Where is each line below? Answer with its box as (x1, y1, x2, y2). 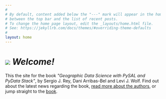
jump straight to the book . (5, 88, 58, 94)
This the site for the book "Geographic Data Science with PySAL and (5, 72, 146, 78)
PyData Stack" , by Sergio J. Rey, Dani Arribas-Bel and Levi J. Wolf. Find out (5, 78, 159, 84)
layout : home (5, 35, 32, 40)
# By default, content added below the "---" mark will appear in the (5, 12, 154, 17)
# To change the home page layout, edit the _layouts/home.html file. (5, 21, 154, 26)
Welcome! (12, 56, 55, 67)
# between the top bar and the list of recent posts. (5, 16, 119, 21)
